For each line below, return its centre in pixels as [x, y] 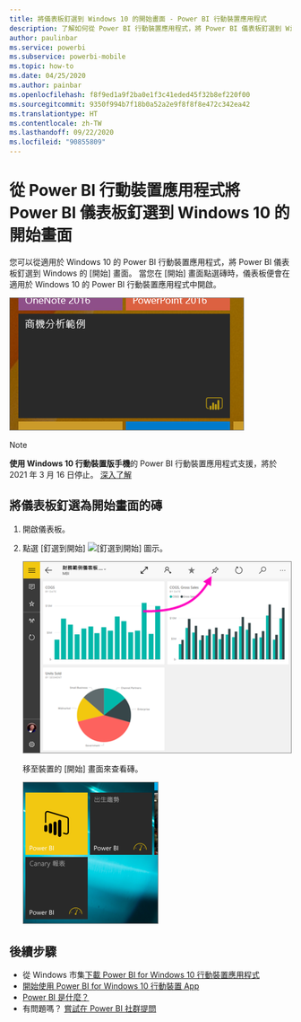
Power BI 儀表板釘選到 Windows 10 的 [150, 213]
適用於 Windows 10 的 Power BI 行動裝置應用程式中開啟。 [115, 284]
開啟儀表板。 [46, 529]
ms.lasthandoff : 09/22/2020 [62, 133]
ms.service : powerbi [48, 48]
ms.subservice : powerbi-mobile [68, 57]
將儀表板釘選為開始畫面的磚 [86, 506]
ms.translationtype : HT [54, 114]
